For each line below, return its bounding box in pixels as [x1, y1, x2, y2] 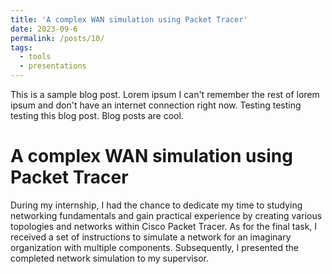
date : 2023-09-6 [10, 24, 78, 34]
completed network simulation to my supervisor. [10, 252, 209, 264]
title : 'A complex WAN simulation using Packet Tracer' [10, 14, 248, 25]
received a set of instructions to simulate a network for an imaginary [10, 231, 292, 243]
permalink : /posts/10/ [10, 33, 105, 43]
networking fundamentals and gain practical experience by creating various [10, 209, 323, 221]
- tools [19, 52, 52, 62]
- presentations [19, 61, 87, 71]
